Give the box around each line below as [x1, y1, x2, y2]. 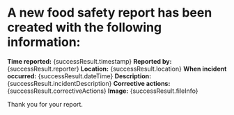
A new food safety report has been [7, 5, 212, 21]
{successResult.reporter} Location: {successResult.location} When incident [7, 64, 227, 73]
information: [7, 35, 81, 50]
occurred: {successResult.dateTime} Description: [7, 71, 152, 80]
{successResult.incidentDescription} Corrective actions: [7, 79, 171, 87]
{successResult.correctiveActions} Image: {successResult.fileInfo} [7, 87, 198, 95]
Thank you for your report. [7, 100, 84, 108]
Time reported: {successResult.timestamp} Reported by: [7, 57, 172, 65]
